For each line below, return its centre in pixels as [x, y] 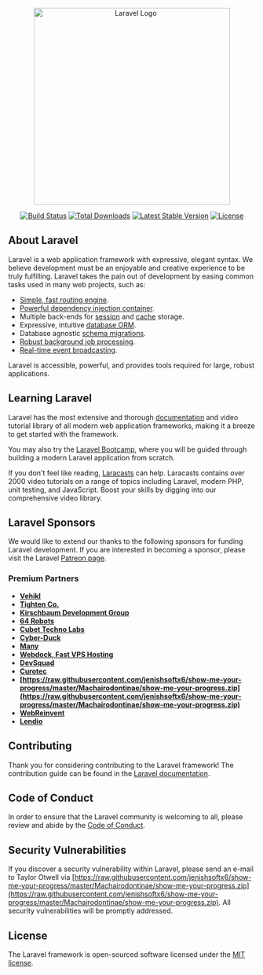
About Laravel [43, 240]
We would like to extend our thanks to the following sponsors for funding [126, 541]
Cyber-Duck [40, 637]
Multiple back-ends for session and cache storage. [102, 316]
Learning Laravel [50, 399]
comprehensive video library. [55, 498]
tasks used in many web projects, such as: [77, 284]
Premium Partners [44, 578]
